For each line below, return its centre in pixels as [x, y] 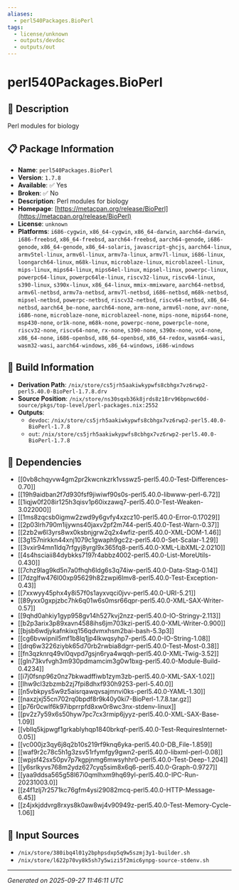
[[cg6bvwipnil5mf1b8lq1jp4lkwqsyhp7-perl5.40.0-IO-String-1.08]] [114, 638]
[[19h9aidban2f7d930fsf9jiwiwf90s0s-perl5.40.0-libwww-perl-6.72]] [119, 495]
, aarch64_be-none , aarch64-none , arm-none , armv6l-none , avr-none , [133, 307]
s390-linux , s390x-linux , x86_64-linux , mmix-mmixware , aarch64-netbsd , [121, 284]
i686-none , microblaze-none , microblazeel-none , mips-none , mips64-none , [123, 314]
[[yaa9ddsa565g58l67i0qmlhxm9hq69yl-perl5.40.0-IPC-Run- [108, 775]
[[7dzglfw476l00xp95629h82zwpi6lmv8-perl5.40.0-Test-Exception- [118, 578]
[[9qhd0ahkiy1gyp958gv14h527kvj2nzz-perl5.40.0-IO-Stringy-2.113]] [119, 616]
